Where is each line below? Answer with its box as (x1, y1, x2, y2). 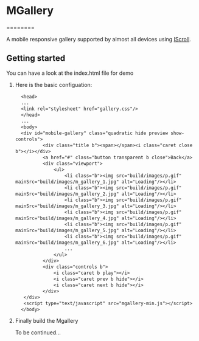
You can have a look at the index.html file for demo (6, 69, 134, 77)
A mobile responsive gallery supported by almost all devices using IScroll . (6, 35, 192, 43)
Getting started (6, 53, 66, 64)
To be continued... (15, 329, 61, 336)
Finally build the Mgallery (15, 317, 79, 324)
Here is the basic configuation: (15, 81, 93, 88)
